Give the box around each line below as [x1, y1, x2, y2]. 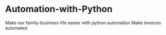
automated [5, 25, 27, 31]
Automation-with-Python [5, 3, 112, 15]
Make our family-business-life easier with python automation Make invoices [5, 20, 161, 26]
